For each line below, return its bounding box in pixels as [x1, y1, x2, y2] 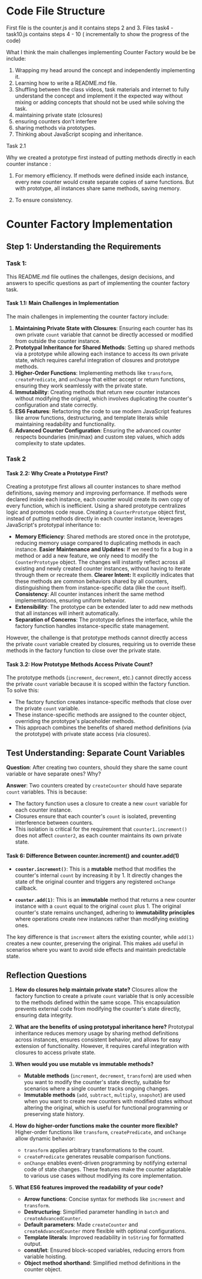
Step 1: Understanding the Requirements [6, 241, 161, 251]
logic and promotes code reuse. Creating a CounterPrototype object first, [6, 508, 186, 516]
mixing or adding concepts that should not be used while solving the [14, 98, 185, 106]
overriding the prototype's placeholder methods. [14, 718, 135, 725]
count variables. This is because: [6, 788, 87, 795]
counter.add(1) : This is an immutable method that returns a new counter [14, 896, 196, 904]
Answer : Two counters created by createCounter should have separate [6, 782, 182, 789]
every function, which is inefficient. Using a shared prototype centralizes [6, 502, 186, 510]
